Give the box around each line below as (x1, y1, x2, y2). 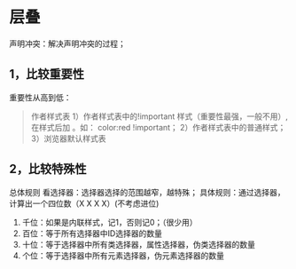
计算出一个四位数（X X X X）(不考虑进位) (9, 198, 160, 209)
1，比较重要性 (9, 67, 85, 82)
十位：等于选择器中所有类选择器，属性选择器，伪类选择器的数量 (21, 239, 255, 249)
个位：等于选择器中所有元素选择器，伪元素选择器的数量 (21, 249, 224, 261)
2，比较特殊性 (9, 162, 87, 177)
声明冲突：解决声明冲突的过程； (9, 38, 126, 49)
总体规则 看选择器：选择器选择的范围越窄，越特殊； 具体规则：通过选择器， (9, 186, 285, 197)
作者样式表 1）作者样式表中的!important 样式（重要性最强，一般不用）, (30, 111, 288, 122)
